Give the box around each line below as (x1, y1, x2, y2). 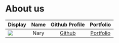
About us (5, 3, 45, 14)
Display (8, 21, 26, 28)
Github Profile (50, 21, 85, 28)
